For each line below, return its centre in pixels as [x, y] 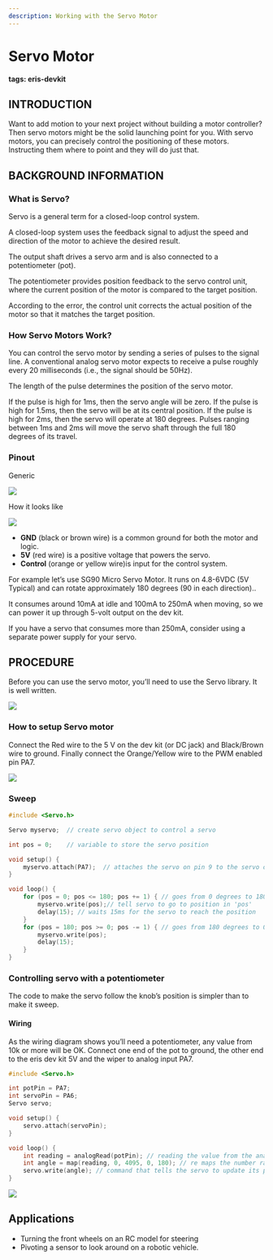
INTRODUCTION [50, 104]
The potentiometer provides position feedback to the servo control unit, [128, 281]
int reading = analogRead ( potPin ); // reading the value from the [138, 1156]
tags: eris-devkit [37, 79]
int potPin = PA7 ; [39, 1088]
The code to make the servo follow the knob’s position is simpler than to [129, 996]
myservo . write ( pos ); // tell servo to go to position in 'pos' [145, 905]
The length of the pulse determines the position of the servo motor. [121, 386]
